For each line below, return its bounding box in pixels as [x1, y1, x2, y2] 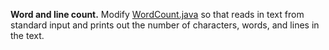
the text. [10, 30, 45, 41]
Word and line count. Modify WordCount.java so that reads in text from [10, 9, 305, 20]
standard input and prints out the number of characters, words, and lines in [10, 19, 320, 31]
